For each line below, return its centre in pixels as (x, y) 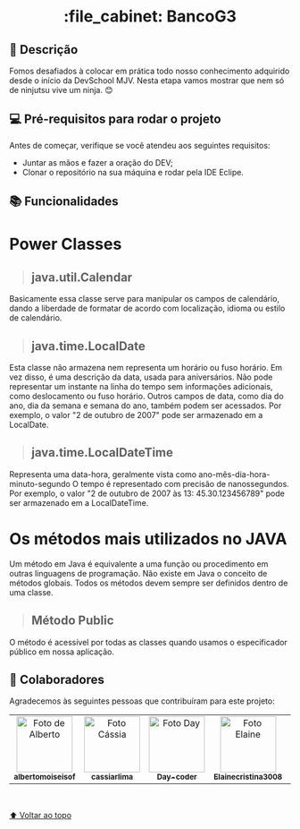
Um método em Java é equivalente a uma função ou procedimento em (139, 564)
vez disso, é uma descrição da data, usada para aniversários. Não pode (141, 377)
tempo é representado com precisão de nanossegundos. (185, 483)
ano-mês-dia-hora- (234, 474)
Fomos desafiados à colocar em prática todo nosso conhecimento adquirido (150, 71)
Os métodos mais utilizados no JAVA (148, 539)
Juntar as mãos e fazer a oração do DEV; (97, 162)
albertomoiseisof (45, 777)
